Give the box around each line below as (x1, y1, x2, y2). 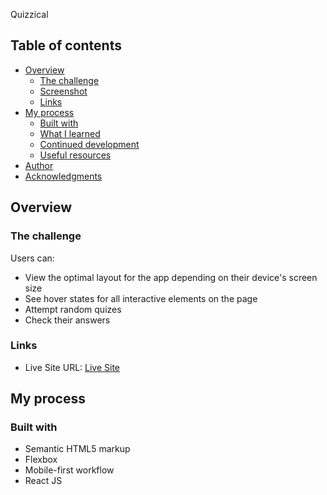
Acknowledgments (24, 170, 103, 182)
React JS (24, 475, 63, 487)
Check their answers (24, 314, 111, 326)
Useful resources (39, 149, 112, 161)
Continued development (39, 138, 140, 150)
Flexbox (24, 454, 58, 466)
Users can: (10, 252, 55, 264)
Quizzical (10, 9, 49, 20)
